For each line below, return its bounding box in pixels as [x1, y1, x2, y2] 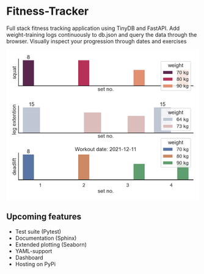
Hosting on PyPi [15, 260, 56, 267]
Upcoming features [6, 212, 81, 222]
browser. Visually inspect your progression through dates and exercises [6, 37, 187, 45]
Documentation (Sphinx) [15, 234, 77, 242]
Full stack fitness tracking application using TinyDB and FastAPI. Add [6, 24, 180, 32]
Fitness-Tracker [6, 4, 89, 18]
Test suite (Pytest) [15, 228, 62, 235]
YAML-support [15, 247, 53, 254]
